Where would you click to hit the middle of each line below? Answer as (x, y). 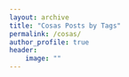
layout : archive (39, 17)
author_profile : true (49, 42)
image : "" (44, 58)
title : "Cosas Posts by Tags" (65, 26)
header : (24, 50)
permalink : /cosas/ (45, 34)
